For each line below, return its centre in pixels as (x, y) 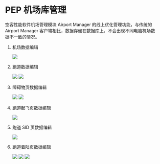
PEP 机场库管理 (36, 10)
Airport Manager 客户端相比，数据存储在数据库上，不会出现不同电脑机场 (78, 30)
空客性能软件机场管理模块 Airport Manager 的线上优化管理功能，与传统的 (79, 24)
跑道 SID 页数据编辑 (32, 127)
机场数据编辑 (25, 47)
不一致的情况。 (24, 37)
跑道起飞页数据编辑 (32, 108)
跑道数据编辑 (25, 67)
